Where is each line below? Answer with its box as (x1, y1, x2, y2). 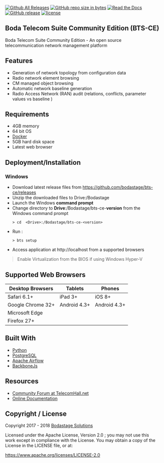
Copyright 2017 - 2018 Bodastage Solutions (5, 423, 93, 429)
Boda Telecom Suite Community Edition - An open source (5, 37, 122, 43)
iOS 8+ (95, 293, 111, 300)
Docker (12, 133, 27, 140)
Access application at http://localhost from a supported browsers (12, 247, 144, 253)
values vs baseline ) (12, 96, 53, 102)
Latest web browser (12, 144, 53, 150)
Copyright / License (5, 409, 67, 418)
